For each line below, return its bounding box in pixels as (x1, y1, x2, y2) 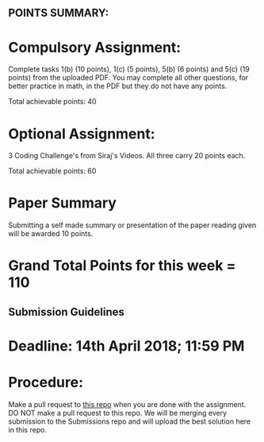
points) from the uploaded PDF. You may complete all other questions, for (8, 73, 249, 83)
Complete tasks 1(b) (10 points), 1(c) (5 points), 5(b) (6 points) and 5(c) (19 (8, 64, 250, 74)
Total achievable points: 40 (8, 97, 97, 107)
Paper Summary (8, 194, 117, 212)
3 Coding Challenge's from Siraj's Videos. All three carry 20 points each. (8, 151, 246, 161)
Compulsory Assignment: (8, 38, 182, 56)
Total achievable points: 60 (8, 166, 97, 176)
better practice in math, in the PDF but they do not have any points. (8, 81, 228, 91)
